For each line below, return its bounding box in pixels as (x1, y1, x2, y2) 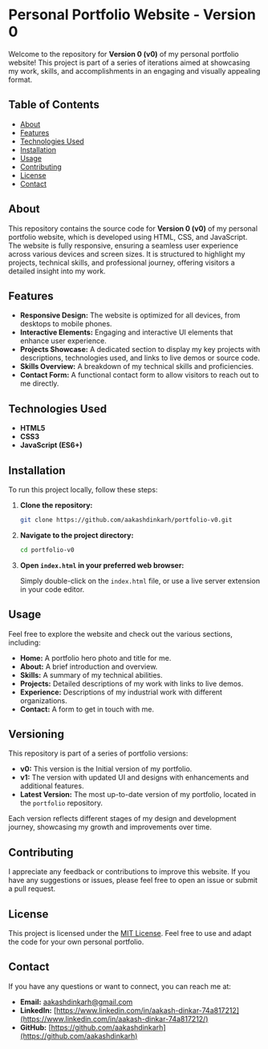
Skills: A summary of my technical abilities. (19, 670, 163, 679)
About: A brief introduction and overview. (19, 662, 158, 671)
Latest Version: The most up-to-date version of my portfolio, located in (19, 790, 257, 800)
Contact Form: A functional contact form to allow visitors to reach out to (19, 371, 259, 380)
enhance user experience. (19, 336, 107, 346)
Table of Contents (8, 98, 100, 111)
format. (8, 75, 33, 84)
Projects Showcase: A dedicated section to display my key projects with (19, 345, 261, 354)
